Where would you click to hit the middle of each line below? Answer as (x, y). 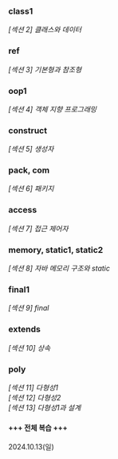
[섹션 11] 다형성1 (33, 388)
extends (25, 329)
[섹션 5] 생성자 (31, 149)
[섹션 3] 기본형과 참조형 (45, 69)
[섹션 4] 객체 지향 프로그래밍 (53, 109)
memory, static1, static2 (56, 250)
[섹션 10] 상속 (29, 347)
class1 (21, 11)
